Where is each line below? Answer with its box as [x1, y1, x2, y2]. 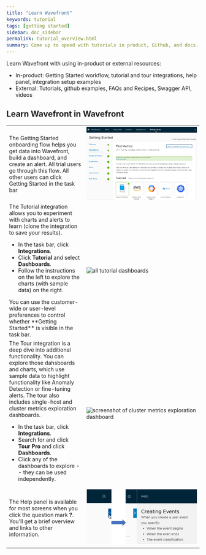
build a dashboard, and [9, 154, 67, 161]
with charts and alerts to [9, 216, 71, 224]
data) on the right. [18, 287, 64, 294]
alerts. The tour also [9, 391, 59, 399]
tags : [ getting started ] [6, 23, 70, 29]
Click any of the [18, 455, 58, 462]
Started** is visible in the [9, 325, 74, 332]
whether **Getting [9, 318, 57, 325]
